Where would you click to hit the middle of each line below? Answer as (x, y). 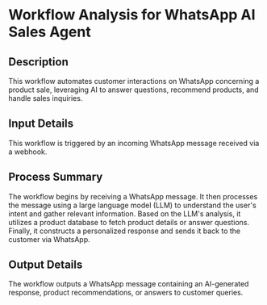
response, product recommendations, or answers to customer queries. (126, 293)
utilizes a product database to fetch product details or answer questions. (129, 222)
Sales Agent (50, 32)
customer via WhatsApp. (49, 239)
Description (38, 62)
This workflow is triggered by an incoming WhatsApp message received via (134, 143)
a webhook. (28, 152)
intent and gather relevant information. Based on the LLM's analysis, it (125, 213)
